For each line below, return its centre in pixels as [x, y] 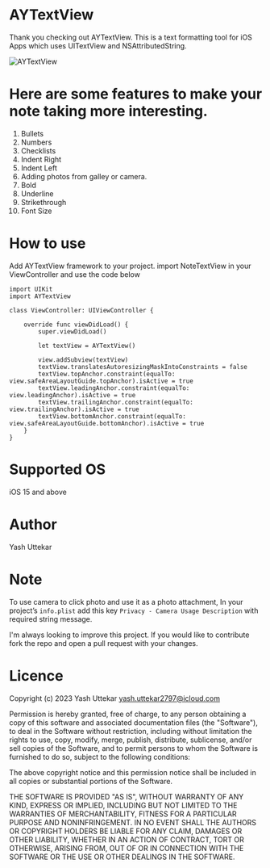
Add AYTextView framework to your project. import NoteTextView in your [130, 266]
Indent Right [41, 159]
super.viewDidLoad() [73, 331]
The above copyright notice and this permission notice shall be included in [133, 772]
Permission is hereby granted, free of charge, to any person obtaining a [128, 714]
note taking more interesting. [108, 111]
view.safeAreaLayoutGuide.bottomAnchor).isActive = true [107, 423]
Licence [36, 675]
